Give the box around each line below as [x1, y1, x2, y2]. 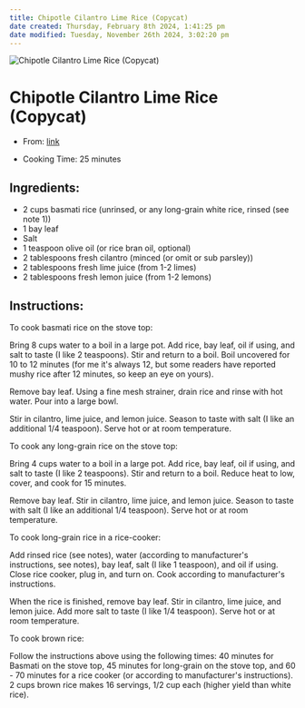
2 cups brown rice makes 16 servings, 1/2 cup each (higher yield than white [9, 679, 292, 690]
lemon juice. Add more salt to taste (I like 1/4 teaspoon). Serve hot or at [9, 605, 275, 616]
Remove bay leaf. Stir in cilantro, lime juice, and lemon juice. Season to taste [9, 495, 294, 506]
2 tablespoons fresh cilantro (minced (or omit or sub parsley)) [22, 252, 254, 263]
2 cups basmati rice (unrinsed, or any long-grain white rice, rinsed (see [22, 204, 290, 215]
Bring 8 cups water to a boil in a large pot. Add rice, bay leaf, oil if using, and [9, 339, 295, 350]
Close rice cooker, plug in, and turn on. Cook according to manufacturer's [9, 568, 286, 579]
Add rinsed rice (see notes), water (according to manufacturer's [9, 549, 249, 560]
